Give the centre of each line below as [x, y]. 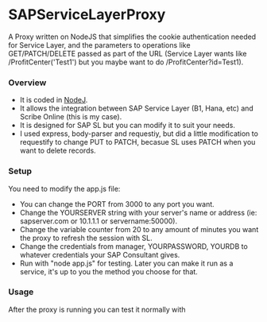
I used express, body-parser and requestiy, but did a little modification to [139, 134]
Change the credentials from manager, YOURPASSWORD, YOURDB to [133, 246]
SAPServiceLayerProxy [87, 15]
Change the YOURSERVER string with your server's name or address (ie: [138, 212]
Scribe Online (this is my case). [71, 117]
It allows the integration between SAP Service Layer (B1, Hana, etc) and [137, 108]
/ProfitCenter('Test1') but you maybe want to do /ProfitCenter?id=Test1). [126, 62]
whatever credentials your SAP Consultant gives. [100, 254]
